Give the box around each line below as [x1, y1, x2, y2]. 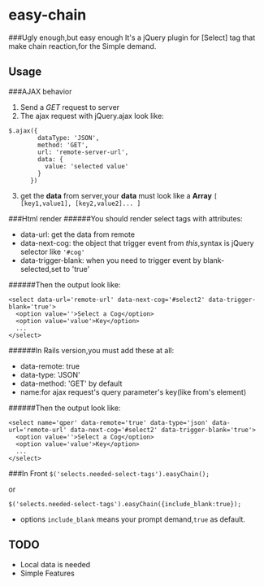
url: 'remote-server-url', [37, 148, 129, 156]
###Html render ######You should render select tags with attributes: [8, 213, 244, 223]
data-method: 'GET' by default [19, 378, 123, 388]
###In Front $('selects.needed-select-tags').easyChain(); [8, 468, 210, 478]
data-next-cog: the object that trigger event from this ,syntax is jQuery [19, 238, 254, 247]
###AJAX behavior [8, 86, 72, 96]
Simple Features [19, 568, 75, 578]
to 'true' [63, 264, 90, 273]
